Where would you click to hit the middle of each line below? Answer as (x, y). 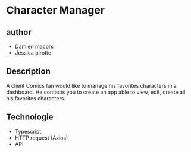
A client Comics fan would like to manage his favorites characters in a (91, 85)
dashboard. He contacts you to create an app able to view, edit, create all (96, 92)
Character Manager (56, 10)
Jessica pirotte (33, 53)
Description (28, 72)
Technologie (30, 117)
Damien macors (34, 46)
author (19, 32)
